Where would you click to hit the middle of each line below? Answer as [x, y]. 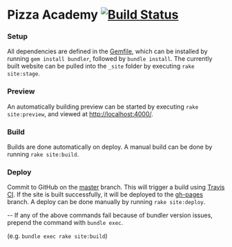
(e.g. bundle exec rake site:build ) [58, 236]
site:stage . [23, 73]
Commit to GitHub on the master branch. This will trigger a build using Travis [116, 187]
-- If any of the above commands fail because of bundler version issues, [110, 215]
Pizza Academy [53, 15]
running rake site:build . [43, 154]
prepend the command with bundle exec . [65, 223]
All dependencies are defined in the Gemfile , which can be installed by [108, 51]
